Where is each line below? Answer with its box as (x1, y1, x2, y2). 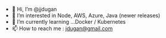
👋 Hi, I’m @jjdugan (11, 6, 57, 12)
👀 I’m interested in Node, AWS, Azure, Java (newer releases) (11, 12, 161, 19)
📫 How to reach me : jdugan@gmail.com (11, 25, 113, 32)
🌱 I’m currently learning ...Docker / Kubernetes (11, 18, 126, 25)
